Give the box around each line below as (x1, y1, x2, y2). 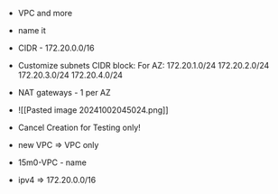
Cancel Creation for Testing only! (17, 122, 142, 133)
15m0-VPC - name (17, 157, 88, 168)
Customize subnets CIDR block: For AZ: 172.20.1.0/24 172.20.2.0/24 (17, 60, 270, 70)
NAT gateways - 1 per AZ (17, 88, 111, 97)
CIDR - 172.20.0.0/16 (17, 42, 95, 53)
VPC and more (17, 8, 73, 18)
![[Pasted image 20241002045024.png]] (17, 105, 169, 115)
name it (17, 25, 47, 35)
